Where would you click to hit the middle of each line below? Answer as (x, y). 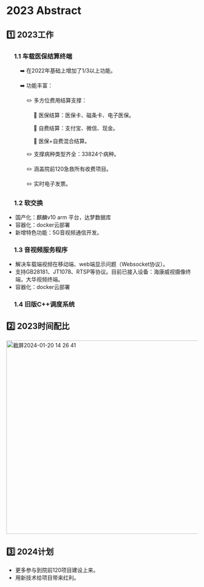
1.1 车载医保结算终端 (43, 56)
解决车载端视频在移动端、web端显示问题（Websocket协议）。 (92, 264)
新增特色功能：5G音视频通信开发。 (59, 233)
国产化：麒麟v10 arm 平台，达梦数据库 (63, 218)
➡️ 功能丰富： (36, 85)
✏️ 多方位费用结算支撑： (57, 100)
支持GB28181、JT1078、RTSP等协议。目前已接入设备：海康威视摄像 (100, 272)
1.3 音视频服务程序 (41, 250)
